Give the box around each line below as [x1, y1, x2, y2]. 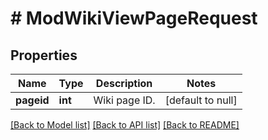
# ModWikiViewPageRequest [10, 7, 258, 30]
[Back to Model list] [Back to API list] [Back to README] [10, 119, 240, 131]
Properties [10, 47, 78, 64]
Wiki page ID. [93, 93, 156, 107]
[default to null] [164, 93, 238, 107]
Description [95, 77, 153, 90]
